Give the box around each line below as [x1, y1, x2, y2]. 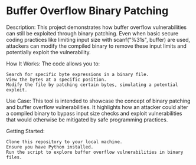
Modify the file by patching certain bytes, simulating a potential [6, 81, 178, 88]
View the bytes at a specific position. [6, 77, 107, 82]
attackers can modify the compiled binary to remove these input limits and [6, 42, 187, 49]
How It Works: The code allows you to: [6, 60, 100, 67]
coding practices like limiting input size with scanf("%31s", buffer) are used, [6, 36, 191, 43]
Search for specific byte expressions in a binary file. [6, 71, 149, 77]
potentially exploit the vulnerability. [6, 48, 92, 55]
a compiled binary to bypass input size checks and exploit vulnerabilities [6, 110, 182, 117]
